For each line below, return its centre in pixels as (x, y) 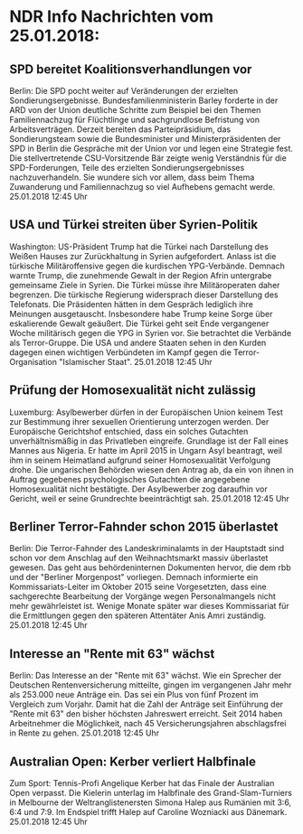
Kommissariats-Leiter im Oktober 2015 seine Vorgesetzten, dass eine (138, 587)
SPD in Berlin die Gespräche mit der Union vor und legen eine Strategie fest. (151, 148)
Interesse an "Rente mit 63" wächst (112, 654)
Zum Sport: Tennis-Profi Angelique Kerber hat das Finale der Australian (142, 783)
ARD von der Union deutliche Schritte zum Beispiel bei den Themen (135, 110)
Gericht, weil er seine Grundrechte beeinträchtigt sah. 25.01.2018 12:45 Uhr (149, 498)
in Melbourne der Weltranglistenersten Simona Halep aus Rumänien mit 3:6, (151, 802)
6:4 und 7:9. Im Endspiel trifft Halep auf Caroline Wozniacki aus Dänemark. (148, 812)
